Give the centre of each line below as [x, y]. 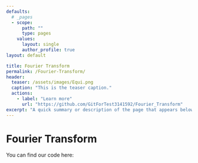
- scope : [22, 22]
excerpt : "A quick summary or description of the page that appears [92, 109]
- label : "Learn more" [44, 99]
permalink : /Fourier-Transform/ [46, 71]
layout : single [40, 45]
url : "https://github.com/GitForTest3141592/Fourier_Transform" [102, 104]
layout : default [26, 55]
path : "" [32, 28]
